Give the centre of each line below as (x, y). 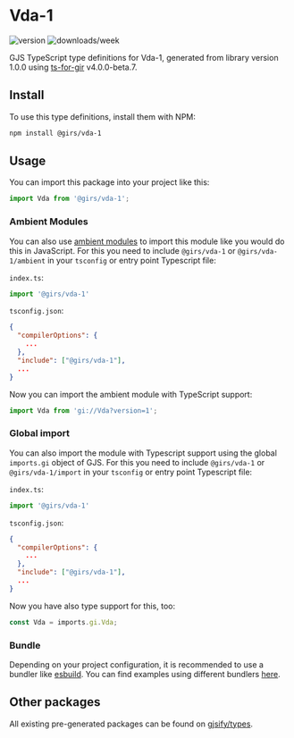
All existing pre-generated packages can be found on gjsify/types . (131, 724)
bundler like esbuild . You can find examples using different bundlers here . (145, 674)
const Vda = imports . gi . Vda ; (63, 622)
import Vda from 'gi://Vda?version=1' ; (84, 411)
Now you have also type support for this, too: (92, 606)
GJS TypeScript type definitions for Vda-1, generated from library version (144, 57)
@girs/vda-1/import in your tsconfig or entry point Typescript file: (131, 472)
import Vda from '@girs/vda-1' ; (69, 199)
